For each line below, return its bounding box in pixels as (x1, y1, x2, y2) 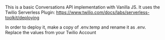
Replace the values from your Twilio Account (5, 30, 96, 35)
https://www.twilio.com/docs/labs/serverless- (56, 9, 150, 15)
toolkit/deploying (5, 15, 40, 20)
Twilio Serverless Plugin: (5, 9, 55, 15)
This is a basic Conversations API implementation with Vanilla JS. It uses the (5, 4, 160, 10)
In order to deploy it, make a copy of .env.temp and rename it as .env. (5, 24, 146, 30)
